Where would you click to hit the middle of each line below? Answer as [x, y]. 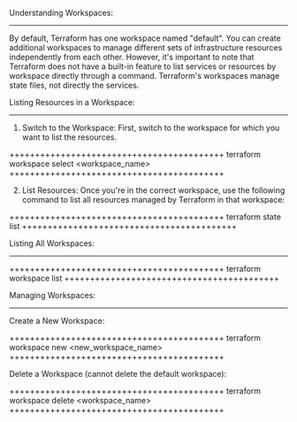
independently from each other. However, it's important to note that [132, 57]
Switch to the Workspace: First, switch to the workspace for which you [151, 128]
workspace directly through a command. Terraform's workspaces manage [145, 76]
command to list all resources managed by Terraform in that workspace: [153, 199]
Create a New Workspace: [57, 321]
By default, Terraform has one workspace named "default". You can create [145, 38]
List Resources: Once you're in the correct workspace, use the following [153, 190]
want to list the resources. [69, 137]
